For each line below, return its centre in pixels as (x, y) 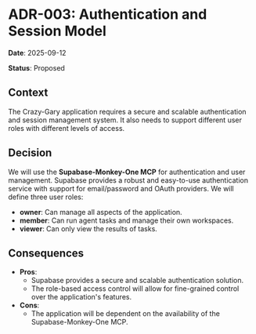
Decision (30, 153)
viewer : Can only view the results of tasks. (88, 228)
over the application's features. (81, 297)
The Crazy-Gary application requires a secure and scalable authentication (127, 111)
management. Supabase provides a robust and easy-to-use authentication (128, 180)
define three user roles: (46, 197)
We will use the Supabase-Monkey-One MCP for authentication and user (127, 172)
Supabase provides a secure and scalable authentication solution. (137, 281)
